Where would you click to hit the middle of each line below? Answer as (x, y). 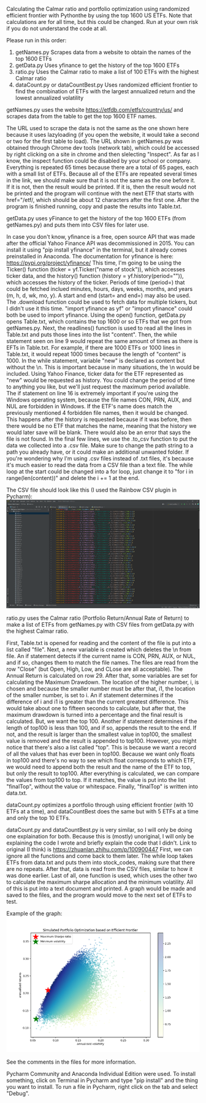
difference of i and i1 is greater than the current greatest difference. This (97, 702)
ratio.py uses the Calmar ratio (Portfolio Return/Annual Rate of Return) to (98, 618)
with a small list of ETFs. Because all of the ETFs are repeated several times (102, 174)
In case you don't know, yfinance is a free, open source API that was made (101, 237)
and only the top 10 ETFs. (38, 818)
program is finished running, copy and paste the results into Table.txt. (94, 206)
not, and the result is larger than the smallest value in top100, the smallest (99, 734)
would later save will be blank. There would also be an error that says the (99, 432)
